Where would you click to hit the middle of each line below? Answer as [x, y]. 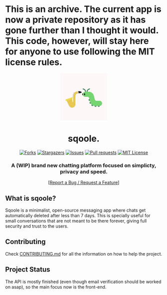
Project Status [28, 270]
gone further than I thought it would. [82, 30]
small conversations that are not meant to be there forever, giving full [76, 221]
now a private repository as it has [76, 20]
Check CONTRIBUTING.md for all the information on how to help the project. [84, 254]
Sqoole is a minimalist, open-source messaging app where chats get [76, 210]
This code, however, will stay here [77, 41]
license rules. [34, 62]
